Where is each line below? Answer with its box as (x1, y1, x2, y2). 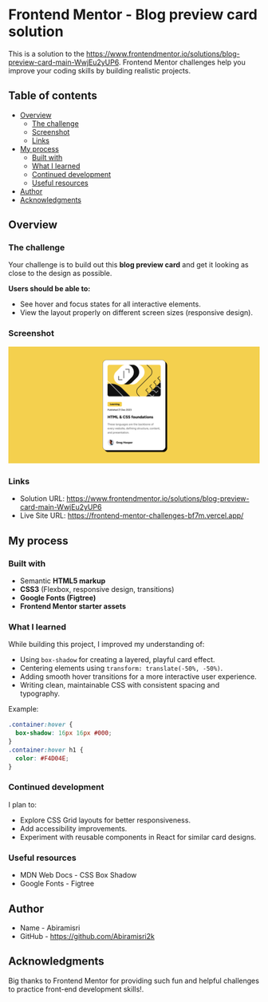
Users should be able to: (8, 284, 91, 294)
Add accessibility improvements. (19, 823, 128, 833)
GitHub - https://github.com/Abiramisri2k (19, 931, 156, 941)
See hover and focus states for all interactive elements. (19, 299, 201, 309)
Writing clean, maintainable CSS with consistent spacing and (19, 680, 220, 690)
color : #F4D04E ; (15, 754, 69, 763)
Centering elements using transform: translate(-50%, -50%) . (19, 664, 223, 673)
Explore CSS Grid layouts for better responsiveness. (19, 815, 191, 825)
